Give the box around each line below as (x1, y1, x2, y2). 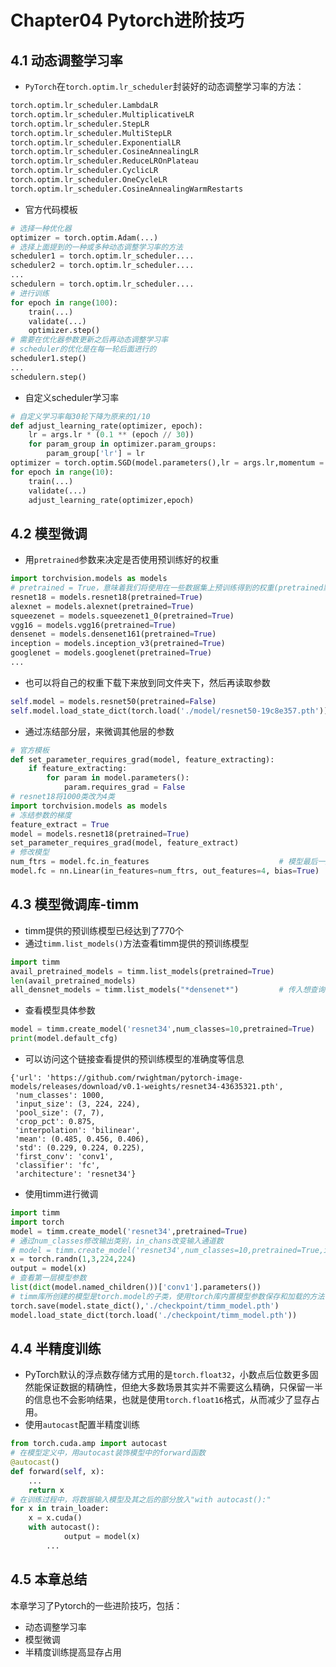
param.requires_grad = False (63, 782, 186, 793)
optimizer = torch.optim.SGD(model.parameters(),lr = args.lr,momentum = (10, 458, 325, 468)
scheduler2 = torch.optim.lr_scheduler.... (10, 261, 195, 271)
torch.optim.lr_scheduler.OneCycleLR (10, 175, 168, 185)
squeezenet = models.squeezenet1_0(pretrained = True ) (10, 611, 235, 621)
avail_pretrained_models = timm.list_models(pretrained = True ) (10, 966, 275, 976)
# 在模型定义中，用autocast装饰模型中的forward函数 (10, 1448, 206, 1458)
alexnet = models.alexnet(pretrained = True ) (10, 601, 195, 611)
